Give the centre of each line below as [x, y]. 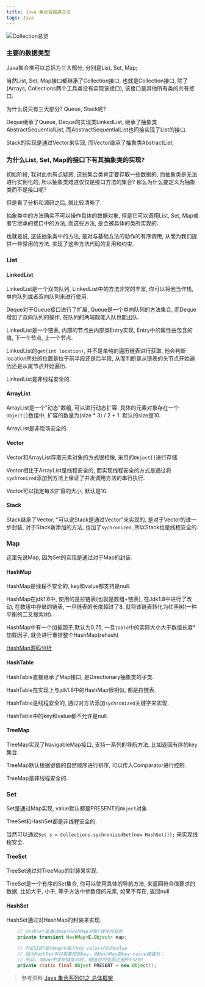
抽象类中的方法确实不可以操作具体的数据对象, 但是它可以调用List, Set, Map [100, 216]
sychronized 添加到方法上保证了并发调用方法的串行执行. [76, 478]
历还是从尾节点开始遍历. [37, 366]
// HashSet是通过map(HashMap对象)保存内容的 [70, 932]
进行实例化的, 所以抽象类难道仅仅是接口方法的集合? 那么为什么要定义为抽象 [101, 182]
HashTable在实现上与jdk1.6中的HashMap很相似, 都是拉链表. [81, 690]
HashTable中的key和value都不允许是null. [57, 716]
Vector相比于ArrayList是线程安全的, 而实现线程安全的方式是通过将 [89, 470]
